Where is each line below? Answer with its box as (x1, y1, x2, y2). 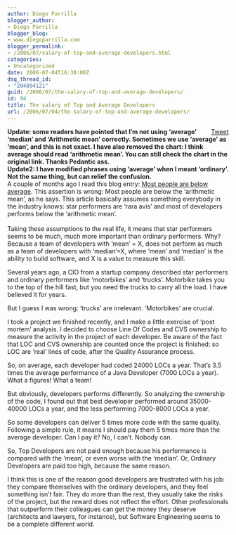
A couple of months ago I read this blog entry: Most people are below (7, 180, 209, 188)
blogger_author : (7, 17, 55, 24)
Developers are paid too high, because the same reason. (7, 461, 171, 470)
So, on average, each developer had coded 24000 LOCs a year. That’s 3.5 (7, 361, 222, 369)
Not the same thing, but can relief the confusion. (7, 172, 152, 180)
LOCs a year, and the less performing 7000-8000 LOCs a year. (28, 404, 210, 413)
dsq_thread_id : (7, 75, 52, 83)
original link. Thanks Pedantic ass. (7, 157, 110, 166)
